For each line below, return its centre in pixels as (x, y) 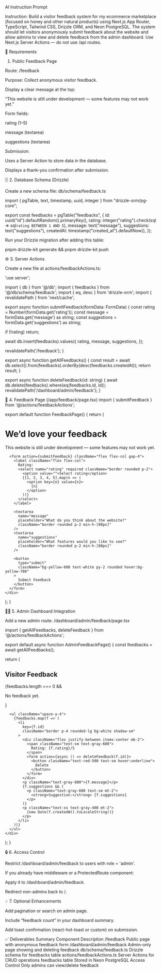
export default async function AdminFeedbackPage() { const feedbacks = (79, 644)
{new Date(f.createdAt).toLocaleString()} (70, 812)
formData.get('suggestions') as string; (43, 322)
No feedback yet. (22, 696)
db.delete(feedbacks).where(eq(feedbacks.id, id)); (56, 385)
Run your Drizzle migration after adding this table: (55, 240)
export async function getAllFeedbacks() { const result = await (68, 360)
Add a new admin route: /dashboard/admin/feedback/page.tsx (67, 621)
